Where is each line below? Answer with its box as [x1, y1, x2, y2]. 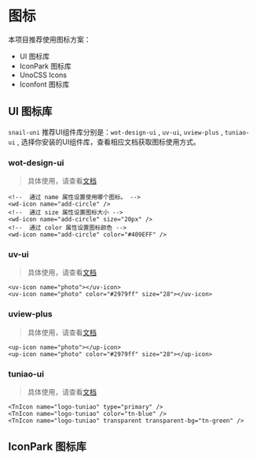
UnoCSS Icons [19, 70, 67, 80]
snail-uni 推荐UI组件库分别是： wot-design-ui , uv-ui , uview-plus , [8, 127, 223, 136]
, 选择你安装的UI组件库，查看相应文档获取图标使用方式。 [17, 137, 200, 147]
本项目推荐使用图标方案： [8, 35, 91, 44]
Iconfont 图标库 [19, 80, 70, 89]
